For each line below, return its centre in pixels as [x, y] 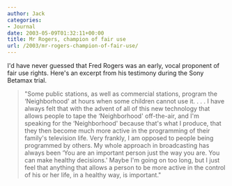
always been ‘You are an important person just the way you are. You [122, 153]
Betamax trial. [27, 80]
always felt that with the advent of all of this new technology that [117, 109]
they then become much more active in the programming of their [117, 130]
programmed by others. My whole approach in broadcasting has [117, 145]
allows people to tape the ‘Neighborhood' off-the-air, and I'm [112, 116]
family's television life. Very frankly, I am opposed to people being [119, 138]
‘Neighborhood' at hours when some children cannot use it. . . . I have [124, 101]
